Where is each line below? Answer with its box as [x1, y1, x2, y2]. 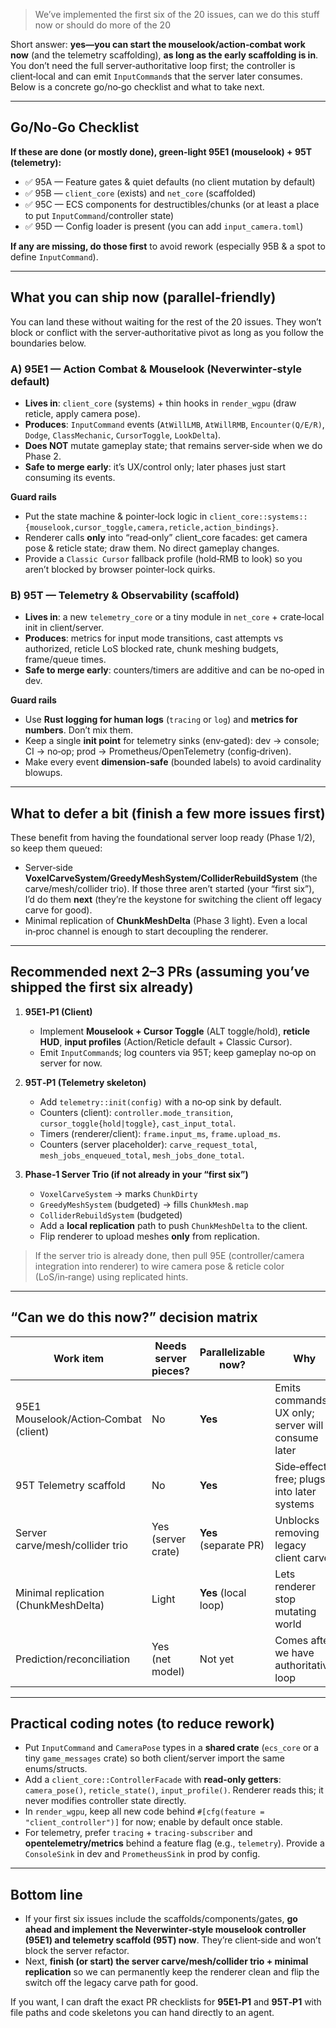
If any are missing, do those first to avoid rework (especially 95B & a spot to [10, 240, 326, 252]
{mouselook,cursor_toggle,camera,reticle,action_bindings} [24, 522, 277, 533]
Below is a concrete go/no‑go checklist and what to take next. [10, 81, 265, 93]
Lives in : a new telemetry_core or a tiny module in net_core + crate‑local [24, 611, 325, 623]
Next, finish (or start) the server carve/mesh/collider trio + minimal [24, 1955, 309, 1968]
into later [274, 1484, 317, 1498]
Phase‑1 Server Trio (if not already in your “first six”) [24, 1168, 249, 1180]
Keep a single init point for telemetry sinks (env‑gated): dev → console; [24, 735, 320, 747]
